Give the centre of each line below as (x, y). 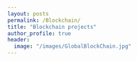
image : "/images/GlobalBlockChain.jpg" (73, 46)
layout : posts (28, 14)
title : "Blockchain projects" (52, 27)
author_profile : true (39, 33)
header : (19, 40)
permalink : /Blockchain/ (44, 20)
